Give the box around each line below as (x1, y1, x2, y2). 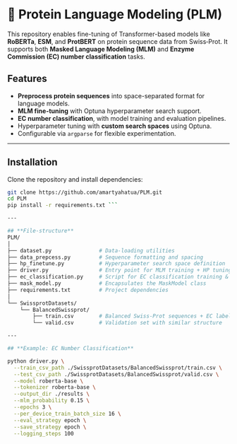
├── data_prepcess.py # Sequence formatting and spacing (7, 254, 203, 261)
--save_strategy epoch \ (13, 423, 87, 431)
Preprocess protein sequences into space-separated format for (17, 91, 205, 100)
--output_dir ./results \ (13, 390, 90, 398)
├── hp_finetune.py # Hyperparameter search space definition (7, 260, 226, 267)
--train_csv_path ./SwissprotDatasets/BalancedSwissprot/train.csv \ (13, 364, 222, 371)
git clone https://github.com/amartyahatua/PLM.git (7, 189, 162, 196)
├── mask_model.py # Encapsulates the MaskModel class (7, 280, 207, 287)
